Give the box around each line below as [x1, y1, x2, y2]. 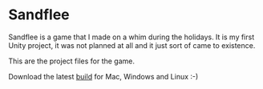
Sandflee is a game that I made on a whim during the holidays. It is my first [8, 32, 255, 42]
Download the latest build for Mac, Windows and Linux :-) [8, 71, 199, 81]
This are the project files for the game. [8, 56, 135, 66]
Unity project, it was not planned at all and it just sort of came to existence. [8, 40, 256, 50]
